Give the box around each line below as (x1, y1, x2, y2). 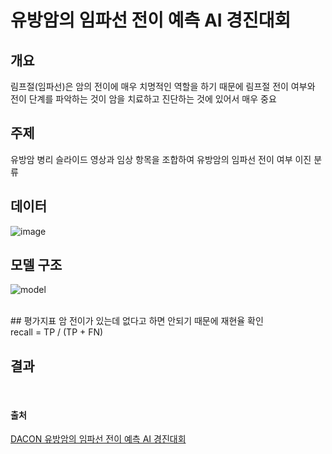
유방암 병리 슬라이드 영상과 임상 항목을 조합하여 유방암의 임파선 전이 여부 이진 (10, 153, 312, 165)
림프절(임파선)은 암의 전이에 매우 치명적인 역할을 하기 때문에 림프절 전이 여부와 (10, 81, 316, 92)
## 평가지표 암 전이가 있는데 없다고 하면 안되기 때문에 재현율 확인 (10, 315, 264, 327)
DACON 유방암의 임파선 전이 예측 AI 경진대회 (10, 433, 187, 445)
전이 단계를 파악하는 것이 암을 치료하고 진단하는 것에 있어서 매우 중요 (10, 93, 277, 105)
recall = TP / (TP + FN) (10, 326, 104, 338)
